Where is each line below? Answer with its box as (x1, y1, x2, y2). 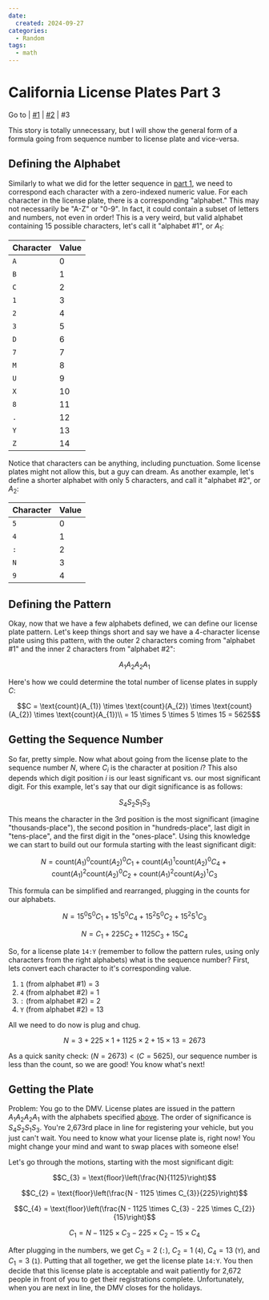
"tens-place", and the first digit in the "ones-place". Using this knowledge (8, 831, 251, 841)
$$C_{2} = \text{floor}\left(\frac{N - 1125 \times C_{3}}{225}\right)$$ (21, 1188, 248, 1197)
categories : (8, 26, 48, 34)
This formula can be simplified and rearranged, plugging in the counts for (8, 886, 251, 896)
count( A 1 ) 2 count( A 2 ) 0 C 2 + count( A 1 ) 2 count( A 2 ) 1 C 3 (51, 867, 218, 880)
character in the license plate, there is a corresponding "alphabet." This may (8, 195, 259, 205)
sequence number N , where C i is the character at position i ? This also (8, 763, 238, 774)
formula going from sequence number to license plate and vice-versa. (8, 134, 239, 143)
